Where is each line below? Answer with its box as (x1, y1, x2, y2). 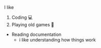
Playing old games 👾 (11, 22, 55, 27)
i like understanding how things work (19, 37, 96, 42)
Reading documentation (11, 31, 62, 37)
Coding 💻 (11, 15, 33, 20)
